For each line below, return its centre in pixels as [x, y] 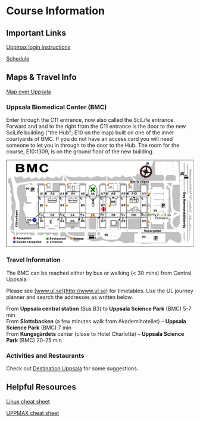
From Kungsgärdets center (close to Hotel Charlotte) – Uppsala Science [95, 333]
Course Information [56, 11]
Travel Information [34, 260]
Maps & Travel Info [41, 78]
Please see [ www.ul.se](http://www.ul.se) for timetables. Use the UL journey [100, 291]
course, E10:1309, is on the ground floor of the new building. [80, 152]
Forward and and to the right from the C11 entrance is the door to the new [96, 127]
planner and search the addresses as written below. [70, 297]
